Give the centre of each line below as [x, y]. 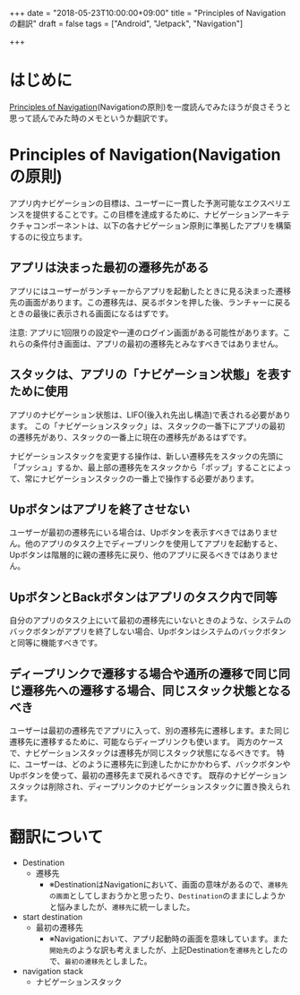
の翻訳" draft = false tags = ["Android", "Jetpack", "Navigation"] [126, 23]
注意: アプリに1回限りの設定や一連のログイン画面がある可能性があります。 [146, 332]
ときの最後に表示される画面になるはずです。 [91, 313]
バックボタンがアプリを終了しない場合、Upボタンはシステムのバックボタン [148, 631]
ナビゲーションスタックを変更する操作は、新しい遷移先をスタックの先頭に [146, 456]
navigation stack [52, 971]
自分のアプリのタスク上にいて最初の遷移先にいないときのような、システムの [150, 621]
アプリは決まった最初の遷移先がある [109, 268]
